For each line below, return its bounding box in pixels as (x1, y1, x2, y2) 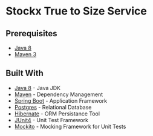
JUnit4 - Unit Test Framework (14, 116, 89, 123)
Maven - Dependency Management (14, 91, 103, 98)
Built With (5, 68, 44, 79)
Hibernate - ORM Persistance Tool (14, 110, 100, 117)
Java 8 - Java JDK (14, 84, 61, 91)
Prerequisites (5, 28, 57, 39)
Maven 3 (14, 51, 37, 58)
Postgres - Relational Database (14, 103, 92, 111)
